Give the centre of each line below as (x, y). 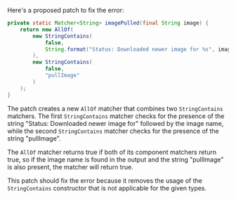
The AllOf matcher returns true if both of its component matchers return (112, 152)
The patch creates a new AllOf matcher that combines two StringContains (115, 108)
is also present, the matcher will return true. (70, 167)
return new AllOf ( (47, 30)
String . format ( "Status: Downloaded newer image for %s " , (130, 49)
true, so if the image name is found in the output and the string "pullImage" (116, 159)
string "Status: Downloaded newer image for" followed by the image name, (116, 123)
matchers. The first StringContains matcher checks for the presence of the (116, 116)
